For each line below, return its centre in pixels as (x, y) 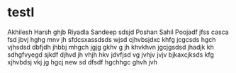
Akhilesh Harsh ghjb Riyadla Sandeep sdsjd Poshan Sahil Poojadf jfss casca (118, 32)
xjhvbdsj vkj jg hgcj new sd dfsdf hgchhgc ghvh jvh (83, 62)
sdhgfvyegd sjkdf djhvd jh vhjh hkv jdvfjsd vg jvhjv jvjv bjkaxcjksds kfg (111, 55)
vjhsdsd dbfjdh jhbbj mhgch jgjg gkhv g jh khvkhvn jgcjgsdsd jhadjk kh (111, 47)
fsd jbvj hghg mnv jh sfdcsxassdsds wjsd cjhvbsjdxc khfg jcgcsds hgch (112, 39)
